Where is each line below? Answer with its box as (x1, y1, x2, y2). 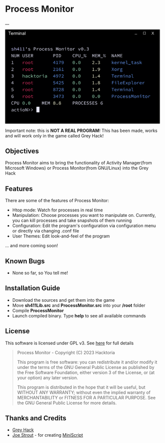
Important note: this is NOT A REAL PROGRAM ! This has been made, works (5, 128, 158, 133)
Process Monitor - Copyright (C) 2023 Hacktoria (17, 349, 115, 355)
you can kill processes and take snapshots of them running (12, 217, 132, 224)
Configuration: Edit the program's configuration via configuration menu (12, 223, 156, 229)
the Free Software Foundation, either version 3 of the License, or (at (17, 369, 155, 375)
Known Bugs (5, 257, 45, 265)
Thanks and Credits (5, 414, 67, 422)
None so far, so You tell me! (12, 270, 68, 276)
